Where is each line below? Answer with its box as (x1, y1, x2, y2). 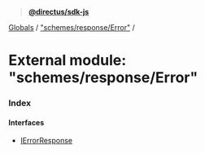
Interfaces (8, 117, 45, 127)
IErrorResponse (20, 136, 73, 146)
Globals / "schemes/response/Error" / (8, 23, 136, 32)
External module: (8, 51, 127, 70)
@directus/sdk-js (28, 7, 89, 16)
